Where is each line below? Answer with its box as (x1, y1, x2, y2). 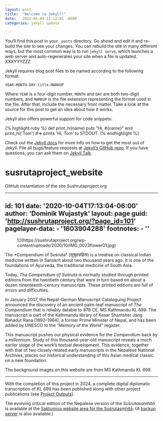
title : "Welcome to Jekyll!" (5, 12, 66, 16)
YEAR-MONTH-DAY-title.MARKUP (5, 83, 64, 88)
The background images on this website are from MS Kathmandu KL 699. (5, 367, 152, 373)
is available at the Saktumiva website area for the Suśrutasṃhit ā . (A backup (5, 405, 156, 411)
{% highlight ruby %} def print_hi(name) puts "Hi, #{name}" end (5, 125, 133, 131)
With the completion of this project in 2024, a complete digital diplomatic (5, 381, 150, 387)
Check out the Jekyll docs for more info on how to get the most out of (5, 140, 145, 146)
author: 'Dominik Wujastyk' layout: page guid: (5, 209, 148, 218)
